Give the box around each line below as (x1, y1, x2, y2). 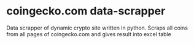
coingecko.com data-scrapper (6, 4, 166, 18)
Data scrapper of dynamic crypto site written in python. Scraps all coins (6, 24, 188, 31)
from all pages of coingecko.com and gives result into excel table (6, 30, 172, 37)
